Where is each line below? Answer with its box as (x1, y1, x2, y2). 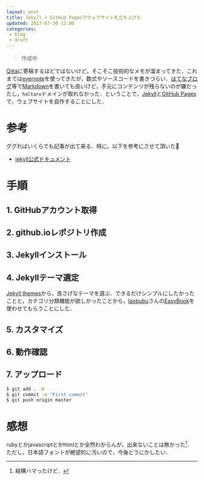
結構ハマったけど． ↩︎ (15, 467, 70, 474)
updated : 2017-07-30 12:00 (6, 20, 75, 26)
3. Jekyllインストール (6, 250, 87, 260)
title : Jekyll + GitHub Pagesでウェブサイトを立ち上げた (6, 15, 141, 21)
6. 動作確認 (6, 346, 48, 357)
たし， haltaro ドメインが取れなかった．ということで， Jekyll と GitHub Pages (6, 90, 197, 97)
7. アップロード (6, 370, 63, 380)
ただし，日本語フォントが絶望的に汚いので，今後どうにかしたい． (6, 448, 171, 456)
